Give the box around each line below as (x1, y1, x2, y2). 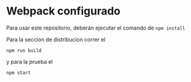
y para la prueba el (6, 58, 53, 65)
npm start (6, 69, 31, 76)
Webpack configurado (6, 4, 121, 18)
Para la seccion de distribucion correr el (6, 36, 105, 43)
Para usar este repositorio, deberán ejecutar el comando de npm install (6, 24, 186, 31)
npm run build (6, 47, 42, 54)
